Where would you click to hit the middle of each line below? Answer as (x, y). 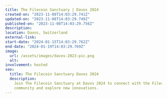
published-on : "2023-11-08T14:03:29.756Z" (50, 24)
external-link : (21, 38)
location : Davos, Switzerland (37, 33)
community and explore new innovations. (56, 88)
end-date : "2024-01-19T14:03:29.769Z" (45, 47)
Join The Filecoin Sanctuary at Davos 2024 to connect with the (82, 83)
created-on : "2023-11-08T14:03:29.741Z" (48, 14)
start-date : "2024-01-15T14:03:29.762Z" (48, 42)
